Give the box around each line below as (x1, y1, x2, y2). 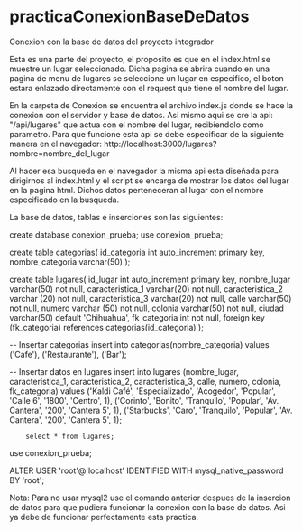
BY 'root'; (9, 474, 45, 485)
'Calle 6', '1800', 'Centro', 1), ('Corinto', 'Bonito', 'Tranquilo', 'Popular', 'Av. (9, 395, 279, 405)
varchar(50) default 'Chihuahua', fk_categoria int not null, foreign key (9, 312, 266, 322)
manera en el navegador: (9, 138, 102, 149)
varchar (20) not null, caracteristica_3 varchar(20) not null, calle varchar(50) (9, 293, 292, 303)
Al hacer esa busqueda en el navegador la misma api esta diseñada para (9, 165, 279, 176)
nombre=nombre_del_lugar (9, 147, 110, 159)
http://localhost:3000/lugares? (103, 138, 217, 149)
